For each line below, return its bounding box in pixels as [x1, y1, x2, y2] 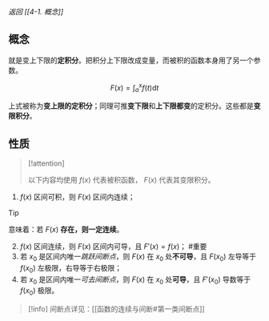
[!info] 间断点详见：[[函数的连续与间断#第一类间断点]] [27, 304, 206, 314]
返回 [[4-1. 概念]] [8, 7, 64, 16]
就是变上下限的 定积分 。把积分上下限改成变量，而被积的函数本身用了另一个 [8, 55, 254, 65]
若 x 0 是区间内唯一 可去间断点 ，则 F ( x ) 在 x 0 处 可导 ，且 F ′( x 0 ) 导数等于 [19, 275, 251, 286]
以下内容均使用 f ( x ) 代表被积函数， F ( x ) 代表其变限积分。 [27, 175, 215, 185]
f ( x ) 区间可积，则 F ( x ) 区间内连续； [19, 192, 135, 202]
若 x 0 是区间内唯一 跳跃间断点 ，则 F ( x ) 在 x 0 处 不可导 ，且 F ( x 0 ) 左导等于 [19, 251, 256, 263]
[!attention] [27, 158, 65, 168]
